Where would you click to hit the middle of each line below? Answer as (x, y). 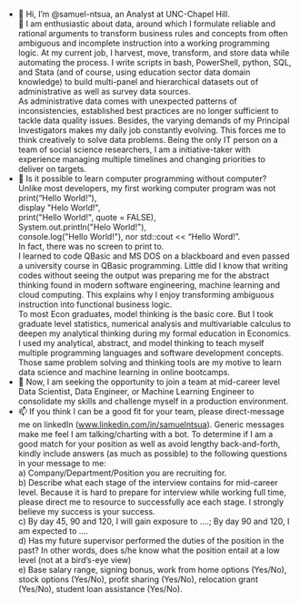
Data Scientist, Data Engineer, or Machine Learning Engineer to (136, 391)
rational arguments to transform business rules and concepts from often (153, 33)
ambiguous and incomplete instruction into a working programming (144, 43)
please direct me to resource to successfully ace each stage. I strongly (151, 502)
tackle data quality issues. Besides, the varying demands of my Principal (154, 120)
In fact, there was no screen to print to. (91, 246)
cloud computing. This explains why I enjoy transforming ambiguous (146, 295)
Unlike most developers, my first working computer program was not (147, 188)
